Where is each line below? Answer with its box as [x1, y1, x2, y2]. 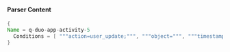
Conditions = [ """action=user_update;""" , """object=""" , [13, 32, 186, 40]
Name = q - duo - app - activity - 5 [7, 27, 90, 34]
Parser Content [7, 5, 51, 14]
